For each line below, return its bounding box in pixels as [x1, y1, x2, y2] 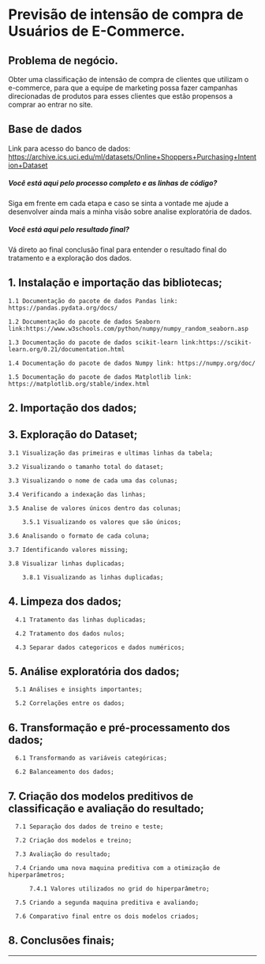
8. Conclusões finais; [8, 934, 115, 947]
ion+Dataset [8, 160, 48, 170]
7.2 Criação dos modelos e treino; [15, 837, 132, 845]
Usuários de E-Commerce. [8, 22, 185, 40]
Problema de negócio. [8, 54, 118, 67]
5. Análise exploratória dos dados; [8, 665, 180, 678]
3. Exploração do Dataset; [8, 428, 138, 441]
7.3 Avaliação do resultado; [15, 850, 111, 858]
